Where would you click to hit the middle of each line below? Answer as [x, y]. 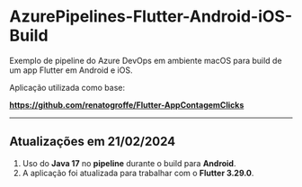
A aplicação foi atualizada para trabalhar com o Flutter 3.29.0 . [138, 173]
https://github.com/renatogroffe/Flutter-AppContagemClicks [127, 104]
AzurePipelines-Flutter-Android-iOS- [151, 17]
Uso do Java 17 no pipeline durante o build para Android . [129, 163]
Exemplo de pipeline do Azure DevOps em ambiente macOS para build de [146, 60]
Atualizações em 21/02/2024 [93, 142]
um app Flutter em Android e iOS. [71, 70]
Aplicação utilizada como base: [67, 87]
